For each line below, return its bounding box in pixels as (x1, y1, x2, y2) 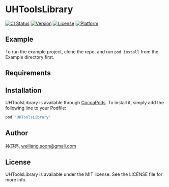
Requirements (5, 69, 51, 77)
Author (5, 129, 28, 138)
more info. (5, 177, 27, 183)
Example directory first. (5, 54, 54, 60)
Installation (5, 86, 42, 95)
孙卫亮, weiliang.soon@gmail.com (5, 143, 76, 149)
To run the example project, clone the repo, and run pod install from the (5, 48, 159, 54)
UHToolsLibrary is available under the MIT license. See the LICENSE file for (5, 171, 163, 177)
